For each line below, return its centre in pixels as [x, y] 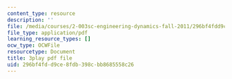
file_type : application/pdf [48, 33]
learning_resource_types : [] [49, 39]
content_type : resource [41, 13]
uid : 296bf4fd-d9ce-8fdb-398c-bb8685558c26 [71, 65]
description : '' [30, 20]
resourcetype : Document [41, 52]
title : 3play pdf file [40, 58]
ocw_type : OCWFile [33, 45]
